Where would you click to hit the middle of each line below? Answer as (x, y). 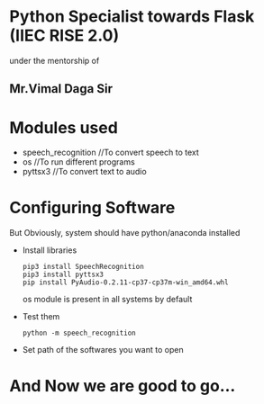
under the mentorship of (55, 60)
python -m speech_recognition (79, 333)
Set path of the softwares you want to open (103, 350)
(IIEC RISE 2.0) (64, 36)
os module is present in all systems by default (107, 300)
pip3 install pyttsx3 (63, 275)
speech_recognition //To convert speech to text (111, 153)
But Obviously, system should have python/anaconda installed (125, 233)
